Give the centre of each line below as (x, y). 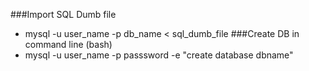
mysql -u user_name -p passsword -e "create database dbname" (159, 55)
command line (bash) (68, 44)
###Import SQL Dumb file (63, 14)
